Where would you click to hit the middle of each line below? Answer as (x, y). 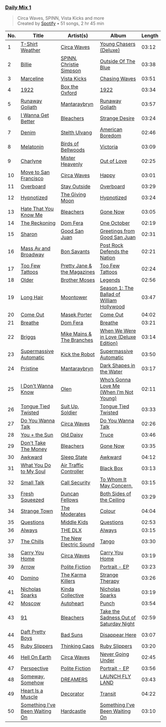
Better (28, 121)
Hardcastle (73, 711)
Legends (110, 280)
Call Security (75, 483)
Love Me (110, 386)
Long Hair (32, 297)
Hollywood (112, 307)
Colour (108, 511)
